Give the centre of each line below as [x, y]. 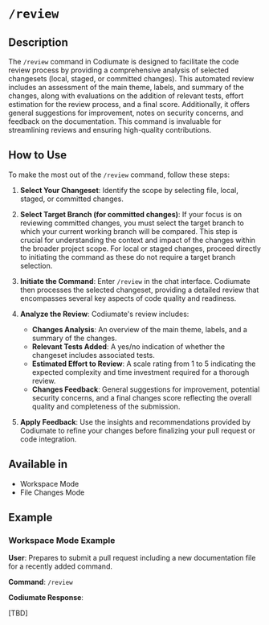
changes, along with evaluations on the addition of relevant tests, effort [126, 96]
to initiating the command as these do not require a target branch [127, 257]
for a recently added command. [60, 566]
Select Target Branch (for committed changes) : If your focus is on [131, 214]
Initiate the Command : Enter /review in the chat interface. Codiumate [135, 281]
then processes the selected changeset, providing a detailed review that [139, 290]
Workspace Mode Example [62, 540]
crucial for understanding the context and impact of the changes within [137, 240]
